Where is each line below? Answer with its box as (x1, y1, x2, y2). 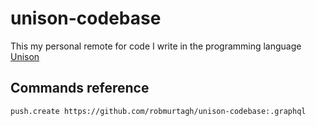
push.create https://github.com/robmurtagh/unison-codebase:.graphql (10, 106, 307, 116)
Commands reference (10, 80, 150, 97)
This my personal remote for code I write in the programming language (10, 40, 302, 52)
